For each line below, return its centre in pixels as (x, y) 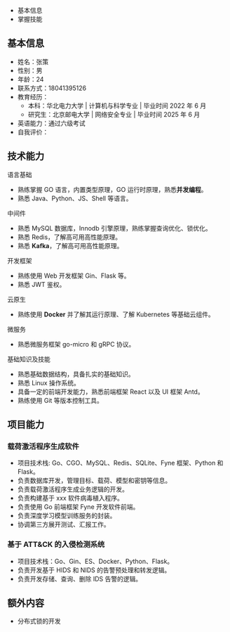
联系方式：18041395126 (52, 88)
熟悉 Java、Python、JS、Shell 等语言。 (75, 198)
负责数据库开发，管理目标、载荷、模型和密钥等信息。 (94, 481)
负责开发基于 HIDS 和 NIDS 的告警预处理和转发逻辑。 (94, 570)
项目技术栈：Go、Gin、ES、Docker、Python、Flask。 (95, 561)
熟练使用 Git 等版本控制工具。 (60, 400)
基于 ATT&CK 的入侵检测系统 (56, 545)
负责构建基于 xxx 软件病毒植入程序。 (70, 498)
